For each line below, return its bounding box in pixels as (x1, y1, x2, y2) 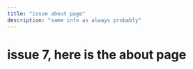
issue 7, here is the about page (7, 47, 187, 63)
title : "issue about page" (7, 10, 86, 17)
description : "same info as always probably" (7, 17, 141, 24)
